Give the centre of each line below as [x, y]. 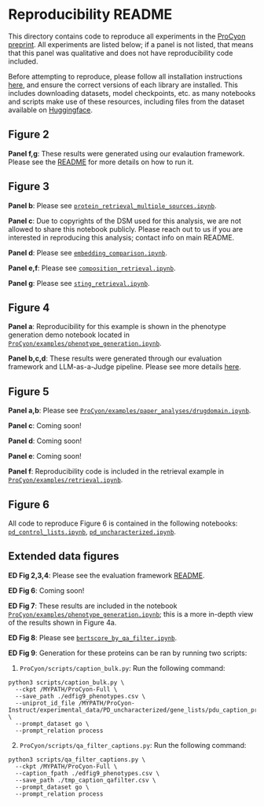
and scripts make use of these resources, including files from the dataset [126, 101]
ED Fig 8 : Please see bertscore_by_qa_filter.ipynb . [93, 637]
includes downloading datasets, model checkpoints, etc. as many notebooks [132, 93]
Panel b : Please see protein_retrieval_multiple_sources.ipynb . [113, 205]
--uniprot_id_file [46, 703]
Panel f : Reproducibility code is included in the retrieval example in [116, 471]
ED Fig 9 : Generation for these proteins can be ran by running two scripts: [128, 653]
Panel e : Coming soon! [45, 456]
